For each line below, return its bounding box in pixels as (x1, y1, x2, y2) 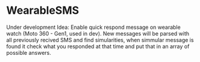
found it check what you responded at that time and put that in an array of (6, 43, 190, 50)
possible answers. (6, 49, 51, 56)
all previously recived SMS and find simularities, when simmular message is (6, 36, 194, 43)
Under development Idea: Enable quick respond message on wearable (6, 23, 181, 31)
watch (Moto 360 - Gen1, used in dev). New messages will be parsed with (6, 29, 190, 37)
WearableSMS (6, 4, 80, 17)
